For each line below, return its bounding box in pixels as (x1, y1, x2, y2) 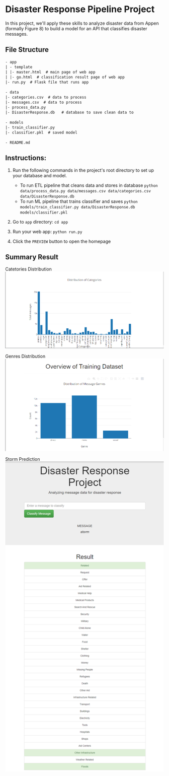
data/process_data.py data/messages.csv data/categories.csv (20, 188, 151, 193)
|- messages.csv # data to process (5, 100, 82, 105)
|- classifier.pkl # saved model (5, 130, 78, 135)
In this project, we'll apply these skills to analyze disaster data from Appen (5, 20, 159, 26)
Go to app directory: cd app (12, 219, 68, 225)
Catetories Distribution (5, 266, 52, 272)
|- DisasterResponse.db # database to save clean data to (5, 110, 134, 115)
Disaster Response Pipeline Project (5, 4, 155, 15)
